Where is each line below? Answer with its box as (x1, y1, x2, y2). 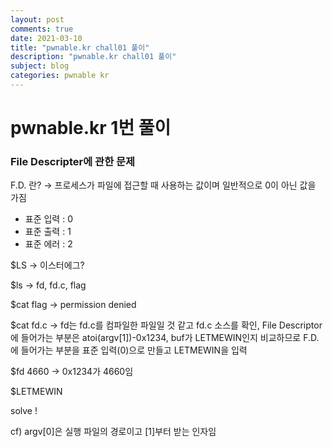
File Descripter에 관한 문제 (10, 154, 136, 168)
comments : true (10, 24, 74, 34)
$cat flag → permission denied (10, 299, 137, 311)
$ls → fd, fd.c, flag (10, 279, 87, 291)
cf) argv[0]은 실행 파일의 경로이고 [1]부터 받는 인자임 (10, 426, 217, 438)
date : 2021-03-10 (10, 33, 83, 43)
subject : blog (10, 61, 70, 71)
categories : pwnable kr (10, 71, 110, 81)
